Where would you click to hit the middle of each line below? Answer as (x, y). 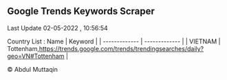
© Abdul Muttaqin (33, 69)
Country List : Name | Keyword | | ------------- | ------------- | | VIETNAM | (114, 41)
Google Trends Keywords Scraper (81, 11)
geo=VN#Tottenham (36, 56)
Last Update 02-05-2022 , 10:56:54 (57, 28)
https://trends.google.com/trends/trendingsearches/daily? (121, 48)
